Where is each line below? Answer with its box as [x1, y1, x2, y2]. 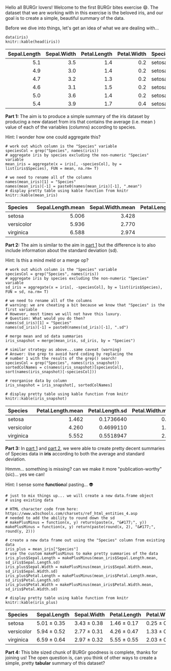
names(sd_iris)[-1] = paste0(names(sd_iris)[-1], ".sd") [5, 325, 129, 330]
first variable [5, 307, 38, 312]
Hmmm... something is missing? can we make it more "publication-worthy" [5, 466, 162, 472]
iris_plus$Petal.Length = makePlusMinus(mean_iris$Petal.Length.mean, [5, 573, 158, 578]
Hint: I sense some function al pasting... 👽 [5, 481, 93, 487]
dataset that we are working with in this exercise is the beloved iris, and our [5, 10, 163, 16]
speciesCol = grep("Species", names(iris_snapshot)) [5, 360, 120, 365]
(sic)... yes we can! [5, 471, 45, 477]
